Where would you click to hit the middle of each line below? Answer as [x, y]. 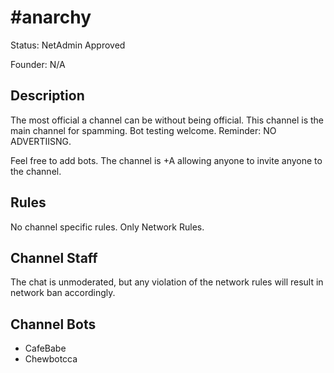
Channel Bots [53, 324]
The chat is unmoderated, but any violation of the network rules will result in [167, 282]
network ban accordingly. [63, 293]
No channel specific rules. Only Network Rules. [107, 227]
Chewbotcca [51, 359]
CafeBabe [45, 348]
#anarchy [51, 17]
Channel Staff [54, 257]
